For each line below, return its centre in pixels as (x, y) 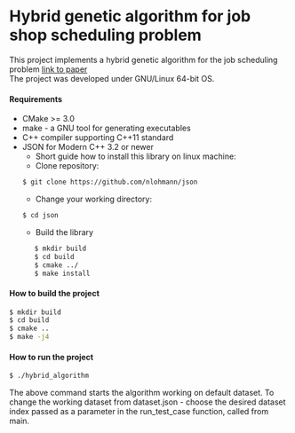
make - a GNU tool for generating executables (106, 128)
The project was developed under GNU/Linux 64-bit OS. (112, 78)
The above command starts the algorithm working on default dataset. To (142, 393)
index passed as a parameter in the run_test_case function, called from (139, 412)
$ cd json (40, 216)
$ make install (62, 273)
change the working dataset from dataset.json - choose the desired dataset (147, 402)
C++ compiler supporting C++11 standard (98, 138)
